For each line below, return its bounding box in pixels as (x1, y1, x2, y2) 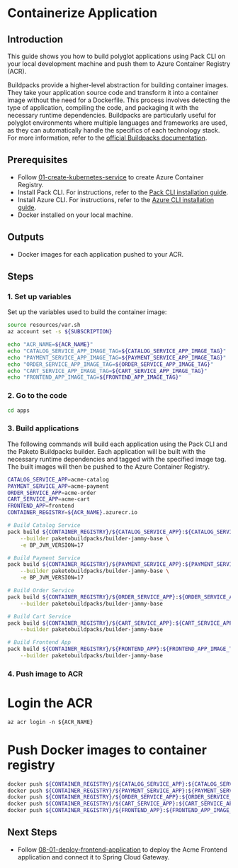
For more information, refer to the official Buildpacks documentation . (7, 133, 208, 142)
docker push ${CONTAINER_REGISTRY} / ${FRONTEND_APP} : (7, 807, 166, 814)
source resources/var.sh (7, 321, 81, 329)
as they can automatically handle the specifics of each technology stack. (7, 126, 220, 134)
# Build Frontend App (7, 639, 72, 646)
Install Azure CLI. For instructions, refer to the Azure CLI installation (17, 195, 215, 204)
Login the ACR (7, 695, 93, 711)
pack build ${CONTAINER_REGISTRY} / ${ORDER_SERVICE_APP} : (7, 594, 179, 601)
